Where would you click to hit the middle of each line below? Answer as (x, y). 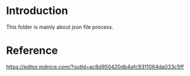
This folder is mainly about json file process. (60, 27)
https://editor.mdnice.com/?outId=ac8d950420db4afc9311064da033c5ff (95, 67)
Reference (32, 51)
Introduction (37, 11)
